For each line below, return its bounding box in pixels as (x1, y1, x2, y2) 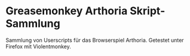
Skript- (130, 4, 166, 18)
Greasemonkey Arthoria (5, 4, 128, 18)
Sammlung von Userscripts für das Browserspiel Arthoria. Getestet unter (5, 36, 184, 43)
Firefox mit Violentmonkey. (5, 43, 71, 50)
